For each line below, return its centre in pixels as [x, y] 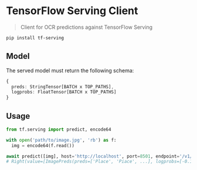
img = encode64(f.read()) [43, 145]
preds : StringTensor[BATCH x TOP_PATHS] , [63, 86]
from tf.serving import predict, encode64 [59, 129]
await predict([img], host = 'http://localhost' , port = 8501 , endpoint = [93, 156]
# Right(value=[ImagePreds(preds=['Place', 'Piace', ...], [80, 162]
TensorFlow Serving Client [72, 11]
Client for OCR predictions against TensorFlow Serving [86, 27]
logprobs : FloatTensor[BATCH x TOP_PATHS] [64, 92]
